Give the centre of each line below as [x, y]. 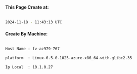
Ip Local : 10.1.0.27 [29, 67]
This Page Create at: [27, 7]
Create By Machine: [27, 33]
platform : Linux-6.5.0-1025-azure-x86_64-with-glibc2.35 [69, 58]
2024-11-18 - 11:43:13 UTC [34, 22]
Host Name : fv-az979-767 [32, 49]
